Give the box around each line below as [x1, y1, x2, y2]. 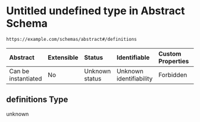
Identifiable [116, 53, 150, 62]
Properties [158, 57, 189, 65]
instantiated [9, 74, 42, 82]
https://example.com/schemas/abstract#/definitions [6, 36, 137, 42]
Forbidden [158, 70, 187, 79]
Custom [158, 49, 182, 57]
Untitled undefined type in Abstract [6, 4, 186, 18]
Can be [9, 67, 30, 75]
